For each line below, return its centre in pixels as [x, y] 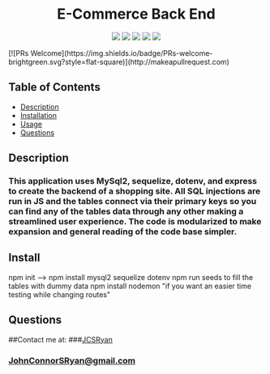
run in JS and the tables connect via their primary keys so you [133, 202]
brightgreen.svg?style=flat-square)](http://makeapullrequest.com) [119, 62]
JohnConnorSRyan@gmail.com [72, 360]
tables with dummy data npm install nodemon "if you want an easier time [130, 286]
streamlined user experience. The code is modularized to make [135, 222]
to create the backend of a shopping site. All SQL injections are [135, 191]
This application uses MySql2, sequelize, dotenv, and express [133, 181]
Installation [39, 115]
